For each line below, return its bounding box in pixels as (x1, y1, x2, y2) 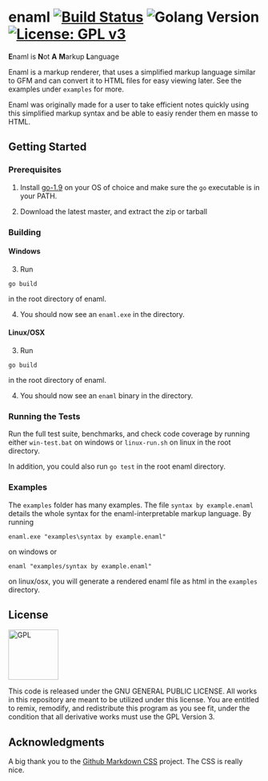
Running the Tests (8, 410, 81, 421)
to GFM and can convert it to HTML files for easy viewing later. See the (8, 75, 242, 85)
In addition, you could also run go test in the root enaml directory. (8, 462, 226, 471)
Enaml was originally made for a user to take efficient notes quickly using (8, 100, 250, 109)
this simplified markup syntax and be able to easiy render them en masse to (8, 108, 258, 118)
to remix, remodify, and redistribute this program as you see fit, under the (8, 703, 250, 714)
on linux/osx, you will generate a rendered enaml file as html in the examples (8, 576, 258, 586)
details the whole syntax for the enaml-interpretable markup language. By (8, 508, 252, 518)
